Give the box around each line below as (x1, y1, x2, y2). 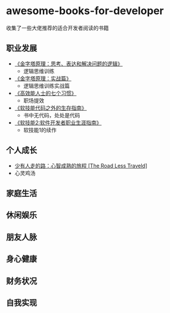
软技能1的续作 (23, 126, 57, 133)
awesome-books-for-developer (6, 4, 164, 18)
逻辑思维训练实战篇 (23, 82, 70, 89)
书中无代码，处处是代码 (23, 111, 80, 118)
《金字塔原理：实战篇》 (14, 75, 72, 82)
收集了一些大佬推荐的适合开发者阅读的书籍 (6, 24, 109, 31)
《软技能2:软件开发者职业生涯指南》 (14, 119, 102, 126)
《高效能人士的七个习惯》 (14, 90, 77, 97)
